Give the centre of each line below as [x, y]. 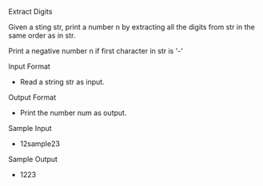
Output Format [32, 97]
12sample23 [40, 144]
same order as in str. [42, 36]
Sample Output [33, 159]
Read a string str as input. [62, 82]
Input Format [29, 66]
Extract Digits [30, 12]
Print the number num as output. [73, 113]
